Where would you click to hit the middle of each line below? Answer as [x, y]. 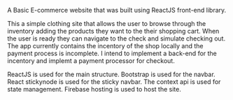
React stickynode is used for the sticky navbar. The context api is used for [114, 82]
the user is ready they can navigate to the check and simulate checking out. [116, 38]
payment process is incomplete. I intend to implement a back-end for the [112, 53]
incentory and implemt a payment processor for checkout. [91, 61]
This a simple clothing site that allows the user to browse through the [107, 23]
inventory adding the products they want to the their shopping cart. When [113, 31]
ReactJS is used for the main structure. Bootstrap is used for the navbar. [111, 74]
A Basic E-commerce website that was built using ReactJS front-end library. [117, 10]
